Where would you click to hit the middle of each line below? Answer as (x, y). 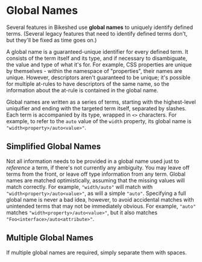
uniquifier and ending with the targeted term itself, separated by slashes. (96, 108)
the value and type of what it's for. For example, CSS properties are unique (99, 65)
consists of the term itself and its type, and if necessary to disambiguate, (97, 58)
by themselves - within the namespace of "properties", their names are (94, 71)
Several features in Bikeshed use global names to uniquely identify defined (100, 27)
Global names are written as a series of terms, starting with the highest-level (101, 102)
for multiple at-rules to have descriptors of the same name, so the (88, 84)
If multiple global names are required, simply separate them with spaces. (96, 252)
